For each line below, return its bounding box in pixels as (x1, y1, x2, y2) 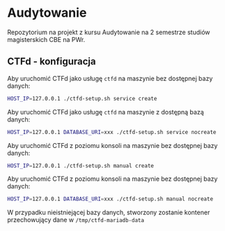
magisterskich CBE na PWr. (7, 35, 86, 43)
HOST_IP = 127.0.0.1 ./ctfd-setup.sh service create (7, 95, 157, 102)
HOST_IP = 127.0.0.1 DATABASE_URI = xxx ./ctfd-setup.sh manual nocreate (7, 195, 214, 203)
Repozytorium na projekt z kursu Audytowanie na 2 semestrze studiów (7, 28, 210, 36)
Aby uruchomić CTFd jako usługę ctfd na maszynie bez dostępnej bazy (7, 74, 213, 82)
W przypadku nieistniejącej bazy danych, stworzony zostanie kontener (7, 208, 210, 217)
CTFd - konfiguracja (7, 56, 96, 68)
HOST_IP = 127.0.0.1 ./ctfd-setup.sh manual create (7, 162, 155, 169)
